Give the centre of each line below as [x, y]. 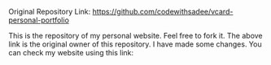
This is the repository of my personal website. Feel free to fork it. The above [135, 36]
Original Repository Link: [50, 12]
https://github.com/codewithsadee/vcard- [163, 12]
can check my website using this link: [71, 53]
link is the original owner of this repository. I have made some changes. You [135, 44]
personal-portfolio [39, 20]
